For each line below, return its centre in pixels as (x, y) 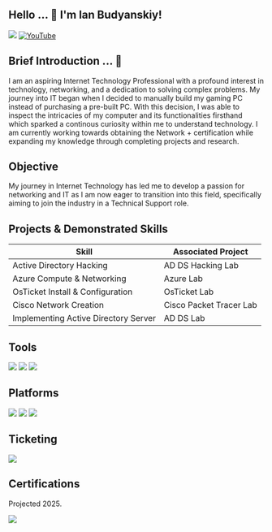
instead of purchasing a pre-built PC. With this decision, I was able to (124, 106)
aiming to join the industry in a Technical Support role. (99, 203)
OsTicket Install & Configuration (73, 292)
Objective (34, 167)
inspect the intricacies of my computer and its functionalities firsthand (125, 115)
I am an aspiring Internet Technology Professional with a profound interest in (136, 80)
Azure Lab (183, 279)
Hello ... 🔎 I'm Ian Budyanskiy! (85, 15)
